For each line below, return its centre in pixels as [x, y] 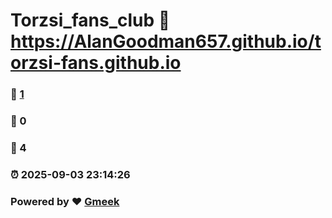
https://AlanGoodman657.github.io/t [166, 41]
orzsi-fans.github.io [96, 63]
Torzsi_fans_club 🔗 [90, 20]
